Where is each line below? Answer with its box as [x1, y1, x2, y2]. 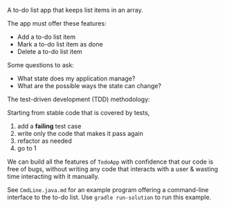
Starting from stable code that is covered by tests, [7, 109, 150, 116]
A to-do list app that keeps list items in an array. [7, 6, 143, 14]
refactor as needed [17, 137, 72, 145]
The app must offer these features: [7, 19, 107, 27]
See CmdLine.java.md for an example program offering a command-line [7, 186, 209, 193]
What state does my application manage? [17, 74, 136, 83]
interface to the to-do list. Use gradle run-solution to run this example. [7, 193, 212, 201]
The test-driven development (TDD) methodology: [7, 95, 150, 103]
